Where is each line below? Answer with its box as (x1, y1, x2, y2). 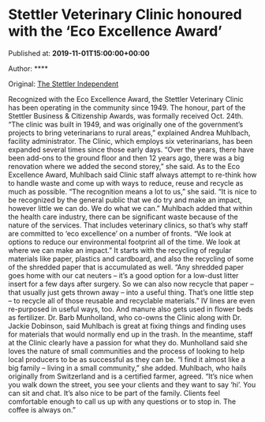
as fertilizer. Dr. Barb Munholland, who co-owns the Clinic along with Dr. (8, 312, 242, 322)
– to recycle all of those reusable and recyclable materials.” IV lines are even (8, 296, 256, 305)
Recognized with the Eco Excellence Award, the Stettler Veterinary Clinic (8, 94, 244, 104)
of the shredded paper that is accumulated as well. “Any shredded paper (8, 262, 244, 272)
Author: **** (8, 63, 49, 73)
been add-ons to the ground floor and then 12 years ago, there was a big (8, 153, 244, 163)
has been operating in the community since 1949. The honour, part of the (8, 103, 246, 112)
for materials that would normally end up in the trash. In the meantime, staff (8, 330, 253, 339)
